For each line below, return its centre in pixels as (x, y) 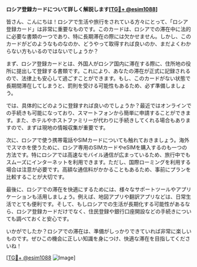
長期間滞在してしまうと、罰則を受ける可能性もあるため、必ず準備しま (91, 86)
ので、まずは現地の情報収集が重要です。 (60, 128)
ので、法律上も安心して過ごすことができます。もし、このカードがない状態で (98, 78)
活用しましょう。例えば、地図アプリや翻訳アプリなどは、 (106, 197)
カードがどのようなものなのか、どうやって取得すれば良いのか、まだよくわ (96, 44)
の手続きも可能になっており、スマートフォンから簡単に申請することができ (96, 113)
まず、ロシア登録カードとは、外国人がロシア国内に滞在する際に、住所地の (96, 64)
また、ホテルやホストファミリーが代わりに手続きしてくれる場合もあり (101, 120)
